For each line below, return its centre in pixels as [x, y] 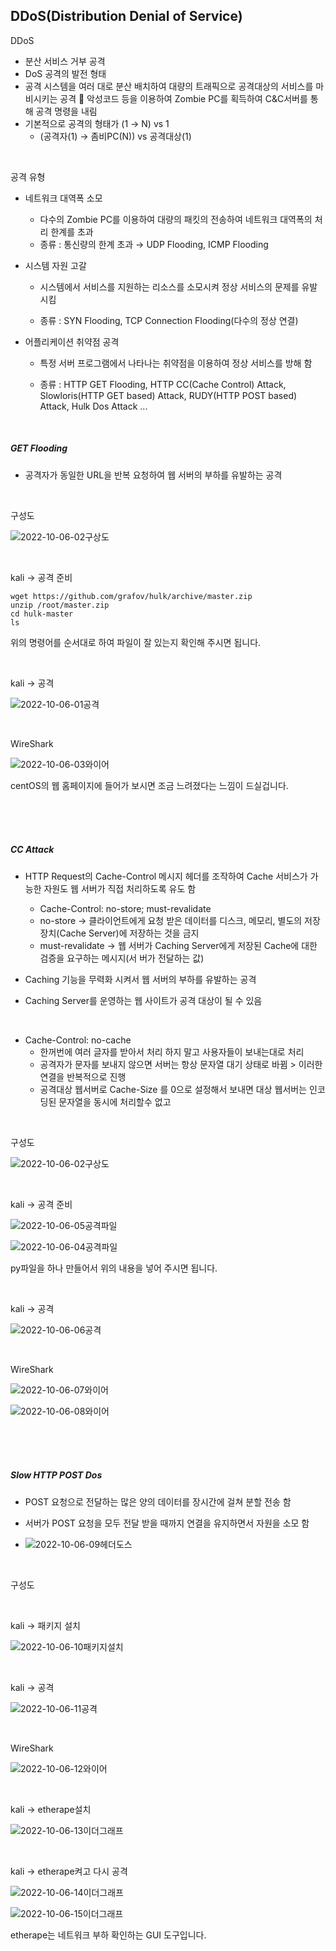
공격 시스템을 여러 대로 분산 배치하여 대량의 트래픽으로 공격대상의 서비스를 [169, 86]
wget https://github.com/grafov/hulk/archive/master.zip [131, 596]
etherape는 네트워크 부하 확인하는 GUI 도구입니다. [108, 1935]
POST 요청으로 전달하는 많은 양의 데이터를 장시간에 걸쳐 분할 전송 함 [158, 1501]
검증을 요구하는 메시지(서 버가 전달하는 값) [122, 958]
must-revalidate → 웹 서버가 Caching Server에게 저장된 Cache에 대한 [178, 945]
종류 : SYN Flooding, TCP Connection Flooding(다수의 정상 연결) [169, 320]
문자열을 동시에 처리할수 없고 [115, 1101]
